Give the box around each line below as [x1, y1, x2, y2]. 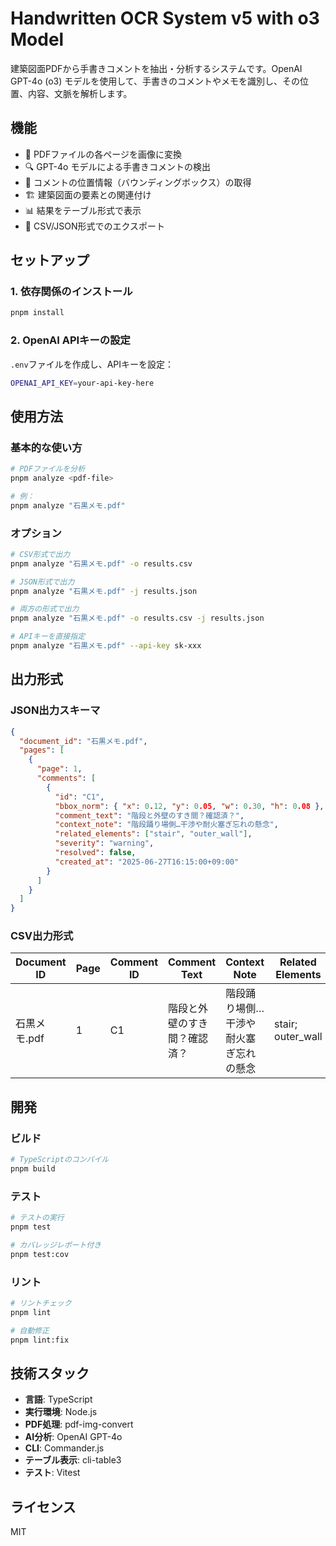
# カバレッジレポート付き [10, 1240, 102, 1250]
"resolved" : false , [54, 848, 137, 858]
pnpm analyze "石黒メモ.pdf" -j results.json [10, 586, 198, 596]
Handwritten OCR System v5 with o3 [10, 7, 320, 30]
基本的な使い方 [10, 440, 83, 454]
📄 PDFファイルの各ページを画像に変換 [24, 148, 182, 160]
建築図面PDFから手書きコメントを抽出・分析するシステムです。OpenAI [10, 62, 303, 74]
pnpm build [10, 1164, 56, 1174]
